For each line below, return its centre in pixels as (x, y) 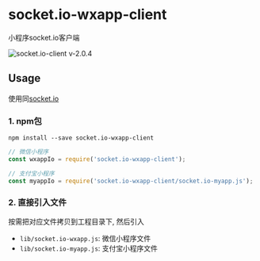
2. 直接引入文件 (38, 202)
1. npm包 (25, 121)
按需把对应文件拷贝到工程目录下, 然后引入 (76, 221)
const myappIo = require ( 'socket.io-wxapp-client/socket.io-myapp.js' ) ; (131, 181)
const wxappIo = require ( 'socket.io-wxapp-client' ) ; (97, 159)
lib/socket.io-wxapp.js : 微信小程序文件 (85, 238)
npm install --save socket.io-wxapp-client (81, 138)
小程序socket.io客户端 (44, 37)
